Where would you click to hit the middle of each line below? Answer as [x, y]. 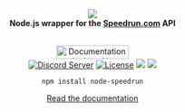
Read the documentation [92, 98]
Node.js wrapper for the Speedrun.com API [92, 23]
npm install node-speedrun [92, 81]
